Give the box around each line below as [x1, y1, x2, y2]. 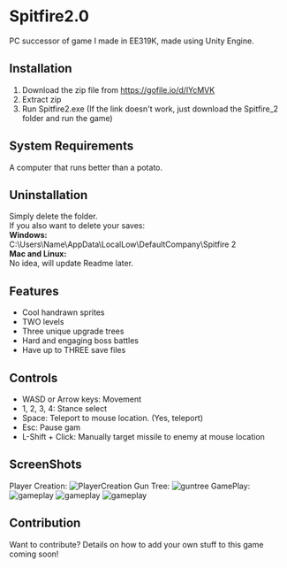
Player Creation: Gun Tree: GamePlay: [9, 480, 251, 491]
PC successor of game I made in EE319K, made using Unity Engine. [9, 35, 254, 46]
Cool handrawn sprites [21, 307, 105, 318]
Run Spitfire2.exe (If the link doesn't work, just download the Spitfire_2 [21, 104, 279, 114]
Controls [9, 370, 58, 386]
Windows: [9, 230, 48, 241]
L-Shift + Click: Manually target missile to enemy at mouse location [21, 432, 265, 441]
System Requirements [9, 139, 134, 154]
